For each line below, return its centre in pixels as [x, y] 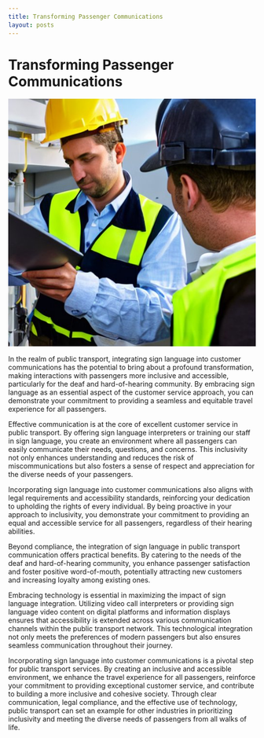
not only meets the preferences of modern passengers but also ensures [125, 637]
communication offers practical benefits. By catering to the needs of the [125, 555]
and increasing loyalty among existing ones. [79, 580]
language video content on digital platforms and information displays [119, 612]
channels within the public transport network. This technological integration [130, 629]
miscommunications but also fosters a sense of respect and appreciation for [132, 466]
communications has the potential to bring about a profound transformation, [131, 367]
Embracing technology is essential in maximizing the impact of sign [117, 595]
